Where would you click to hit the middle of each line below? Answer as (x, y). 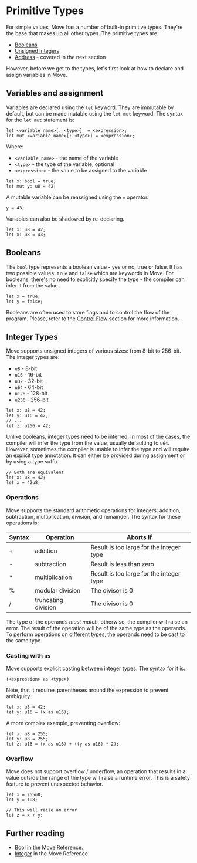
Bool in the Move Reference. (49, 847)
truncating (49, 600)
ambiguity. (19, 696)
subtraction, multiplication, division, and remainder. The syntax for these (93, 516)
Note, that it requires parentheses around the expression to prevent (87, 690)
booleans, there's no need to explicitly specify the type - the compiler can (95, 279)
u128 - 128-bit (31, 394)
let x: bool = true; (31, 181)
